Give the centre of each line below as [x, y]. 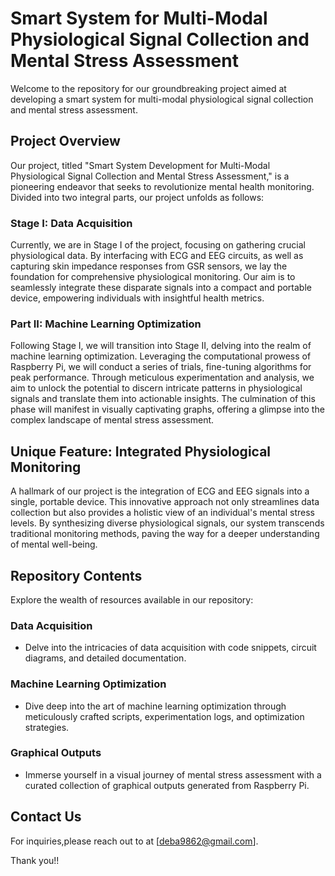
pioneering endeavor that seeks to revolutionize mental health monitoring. [162, 186]
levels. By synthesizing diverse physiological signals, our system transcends [167, 523]
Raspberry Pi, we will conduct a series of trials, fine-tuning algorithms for [161, 367]
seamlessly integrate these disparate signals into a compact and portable [161, 288]
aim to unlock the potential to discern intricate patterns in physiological [156, 388]
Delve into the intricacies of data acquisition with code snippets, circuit [170, 648]
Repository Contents [76, 575]
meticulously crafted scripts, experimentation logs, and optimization [164, 716]
